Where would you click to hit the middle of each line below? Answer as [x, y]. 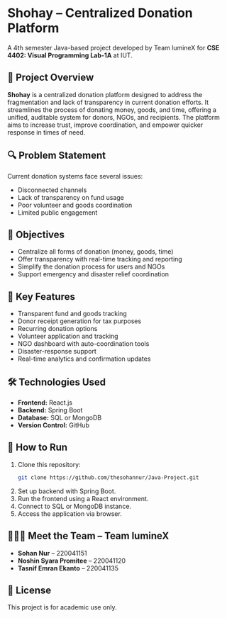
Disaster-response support [57, 352]
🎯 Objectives [36, 234]
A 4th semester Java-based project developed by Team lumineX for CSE [113, 47]
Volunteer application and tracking [68, 336]
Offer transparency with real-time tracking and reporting [100, 259]
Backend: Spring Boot [50, 410]
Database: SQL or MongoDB [59, 417]
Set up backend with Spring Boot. [67, 491]
